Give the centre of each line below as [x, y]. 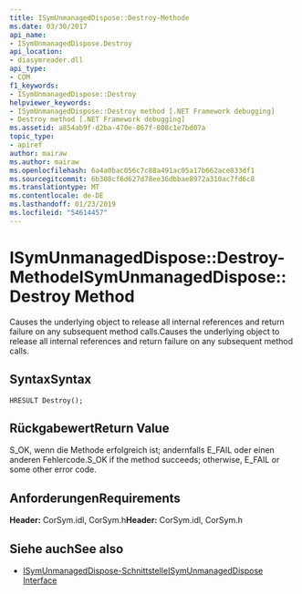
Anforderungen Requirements [95, 498]
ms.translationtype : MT [55, 188]
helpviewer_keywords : [51, 102]
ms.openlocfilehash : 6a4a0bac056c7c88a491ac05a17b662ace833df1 [132, 170]
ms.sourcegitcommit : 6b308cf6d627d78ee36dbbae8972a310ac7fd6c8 [132, 179]
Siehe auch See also [67, 549]
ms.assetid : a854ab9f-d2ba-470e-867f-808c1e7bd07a [108, 128]
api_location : [36, 52]
